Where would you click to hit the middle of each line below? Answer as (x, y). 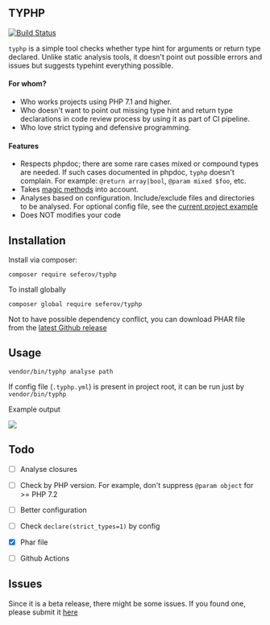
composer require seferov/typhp (62, 275)
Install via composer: (43, 260)
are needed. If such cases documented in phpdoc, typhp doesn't (127, 172)
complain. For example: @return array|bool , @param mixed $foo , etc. (133, 181)
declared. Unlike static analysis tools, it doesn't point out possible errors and (135, 56)
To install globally (37, 290)
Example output (34, 409)
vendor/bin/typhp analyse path (61, 371)
